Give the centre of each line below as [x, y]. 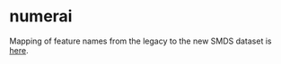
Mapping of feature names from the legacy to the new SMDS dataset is [140, 41]
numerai [41, 16]
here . [19, 50]
